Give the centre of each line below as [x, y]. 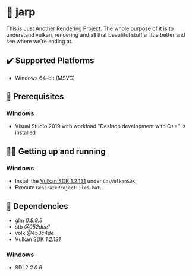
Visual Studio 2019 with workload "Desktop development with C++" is [100, 126]
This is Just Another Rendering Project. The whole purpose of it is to [90, 28]
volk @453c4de [34, 233]
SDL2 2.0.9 [29, 268]
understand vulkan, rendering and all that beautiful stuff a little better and [96, 34]
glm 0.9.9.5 [29, 220]
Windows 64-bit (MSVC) [45, 78]
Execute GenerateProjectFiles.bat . [58, 188]
